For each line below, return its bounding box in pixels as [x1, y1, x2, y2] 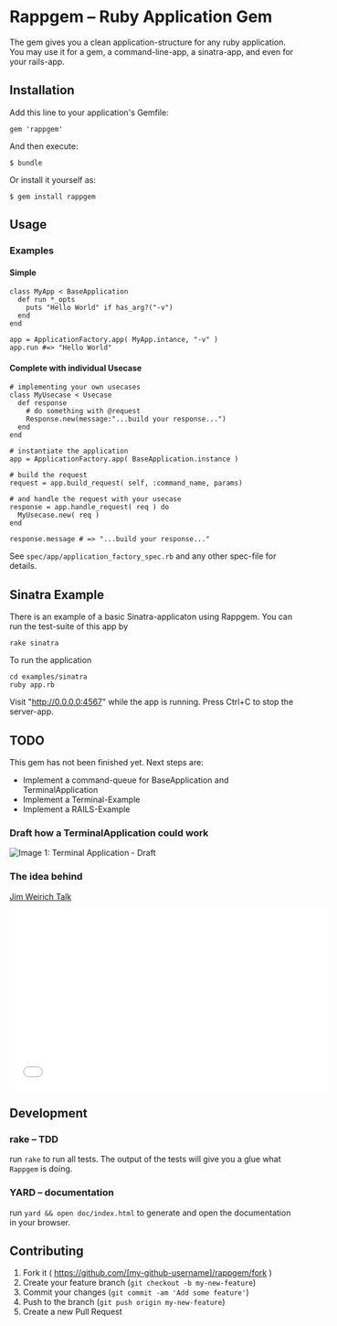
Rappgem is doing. [9, 1163, 73, 1174]
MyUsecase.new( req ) [17, 510, 100, 520]
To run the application [9, 655, 92, 666]
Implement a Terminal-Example [22, 794, 141, 806]
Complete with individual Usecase [9, 362, 142, 373]
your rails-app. [9, 56, 66, 67]
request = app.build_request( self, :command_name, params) [9, 478, 244, 488]
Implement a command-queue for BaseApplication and [22, 775, 229, 786]
